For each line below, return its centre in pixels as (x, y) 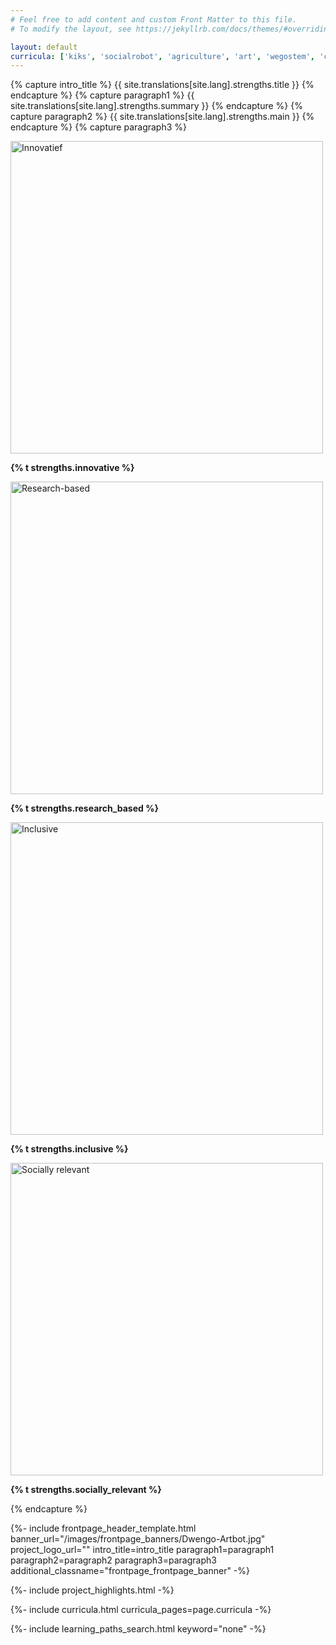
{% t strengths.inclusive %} (69, 1149)
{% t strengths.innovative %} (72, 468)
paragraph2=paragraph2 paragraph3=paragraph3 (113, 1560)
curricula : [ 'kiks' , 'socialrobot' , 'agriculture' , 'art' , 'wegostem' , (162, 56)
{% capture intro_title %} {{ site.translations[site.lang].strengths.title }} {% (162, 85)
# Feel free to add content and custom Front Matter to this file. (154, 19)
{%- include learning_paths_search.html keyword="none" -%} (138, 1629)
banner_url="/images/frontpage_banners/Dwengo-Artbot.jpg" (138, 1539)
